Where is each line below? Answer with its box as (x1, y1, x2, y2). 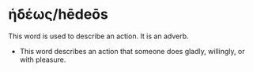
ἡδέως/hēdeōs (8, 5, 108, 23)
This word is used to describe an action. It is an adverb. (8, 31, 189, 41)
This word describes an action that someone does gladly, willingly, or (19, 46, 245, 56)
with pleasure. (19, 55, 66, 64)
